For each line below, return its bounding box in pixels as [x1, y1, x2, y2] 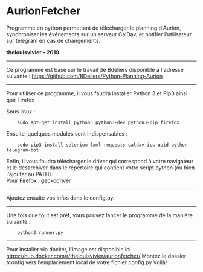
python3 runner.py [17, 229, 63, 236]
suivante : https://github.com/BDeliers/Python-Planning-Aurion [6, 72, 163, 80]
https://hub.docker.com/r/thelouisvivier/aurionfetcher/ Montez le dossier [6, 252, 187, 259]
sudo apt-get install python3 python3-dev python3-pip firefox [17, 119, 180, 125]
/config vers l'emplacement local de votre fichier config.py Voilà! [6, 258, 167, 266]
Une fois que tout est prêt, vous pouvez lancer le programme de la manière [6, 211, 193, 218]
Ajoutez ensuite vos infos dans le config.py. [6, 194, 115, 201]
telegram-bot [6, 147, 39, 153]
